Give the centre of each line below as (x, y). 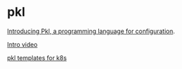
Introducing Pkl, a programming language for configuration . (91, 31)
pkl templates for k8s (37, 58)
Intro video (22, 44)
